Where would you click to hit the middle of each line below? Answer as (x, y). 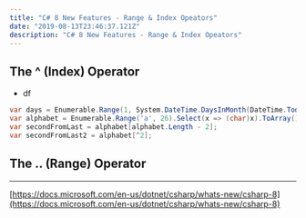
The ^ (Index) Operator (75, 71)
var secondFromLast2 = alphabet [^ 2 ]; (81, 135)
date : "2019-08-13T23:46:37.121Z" (75, 26)
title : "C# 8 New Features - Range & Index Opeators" (114, 18)
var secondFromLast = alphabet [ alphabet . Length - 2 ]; (114, 127)
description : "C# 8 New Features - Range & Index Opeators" (126, 35)
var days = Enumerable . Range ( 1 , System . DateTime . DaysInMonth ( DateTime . (148, 110)
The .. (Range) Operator (78, 164)
